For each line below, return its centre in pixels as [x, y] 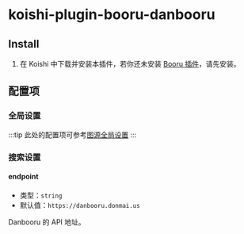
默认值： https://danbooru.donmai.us [80, 205]
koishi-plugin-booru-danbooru [112, 15]
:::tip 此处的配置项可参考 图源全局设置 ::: [72, 134]
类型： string [41, 195]
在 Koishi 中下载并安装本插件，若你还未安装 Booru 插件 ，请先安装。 [130, 64]
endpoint [23, 177]
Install [24, 44]
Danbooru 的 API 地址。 [47, 222]
